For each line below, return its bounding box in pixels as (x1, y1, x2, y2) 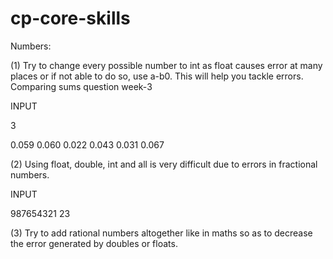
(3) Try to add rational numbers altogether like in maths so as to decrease (10, 227, 313, 239)
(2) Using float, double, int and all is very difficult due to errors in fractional (10, 158, 318, 170)
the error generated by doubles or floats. (10, 237, 178, 249)
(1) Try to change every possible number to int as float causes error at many (10, 59, 323, 71)
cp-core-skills (10, 7, 131, 30)
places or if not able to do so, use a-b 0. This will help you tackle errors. (10, 70, 304, 82)
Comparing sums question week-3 (10, 80, 153, 92)
